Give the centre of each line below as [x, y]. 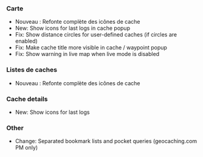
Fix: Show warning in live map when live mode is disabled [87, 54]
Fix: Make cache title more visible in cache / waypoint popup [91, 47]
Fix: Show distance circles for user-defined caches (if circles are [96, 35]
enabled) [26, 41]
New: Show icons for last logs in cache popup [73, 28]
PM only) [26, 148]
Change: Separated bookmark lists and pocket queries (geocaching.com [106, 141]
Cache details [27, 99]
